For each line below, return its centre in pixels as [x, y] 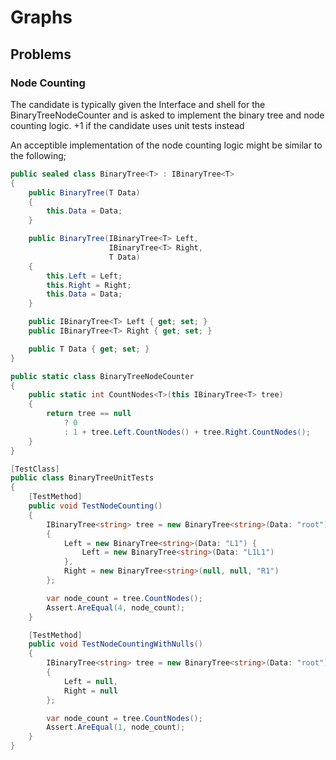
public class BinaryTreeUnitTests [82, 478]
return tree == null [89, 414]
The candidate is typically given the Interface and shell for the [138, 104]
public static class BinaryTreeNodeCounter [102, 376]
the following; [38, 155]
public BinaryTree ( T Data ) [84, 192]
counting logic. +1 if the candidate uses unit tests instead [127, 125]
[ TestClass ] [35, 469]
